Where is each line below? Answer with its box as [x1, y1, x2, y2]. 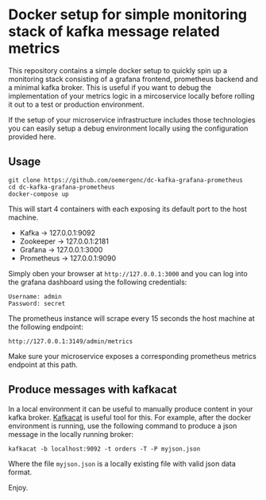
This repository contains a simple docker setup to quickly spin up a [8, 65, 228, 75]
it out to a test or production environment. [8, 100, 145, 109]
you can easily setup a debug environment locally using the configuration [8, 123, 249, 133]
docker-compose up [8, 189, 69, 198]
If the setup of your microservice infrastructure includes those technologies [8, 115, 256, 124]
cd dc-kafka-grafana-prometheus [8, 183, 115, 191]
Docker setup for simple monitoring [8, 6, 248, 24]
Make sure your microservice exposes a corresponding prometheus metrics [8, 351, 256, 361]
